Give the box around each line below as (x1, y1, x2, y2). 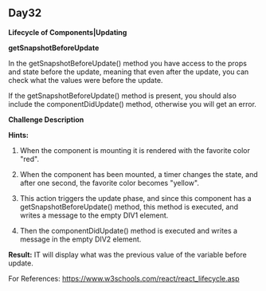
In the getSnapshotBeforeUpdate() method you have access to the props (8, 58, 247, 68)
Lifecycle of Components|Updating (8, 27, 127, 37)
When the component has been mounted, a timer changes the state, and (19, 169, 258, 179)
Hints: (8, 130, 29, 140)
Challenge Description (8, 115, 84, 124)
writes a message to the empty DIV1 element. (19, 210, 169, 220)
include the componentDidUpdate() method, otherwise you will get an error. (8, 99, 257, 108)
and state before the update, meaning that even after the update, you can (8, 67, 249, 77)
